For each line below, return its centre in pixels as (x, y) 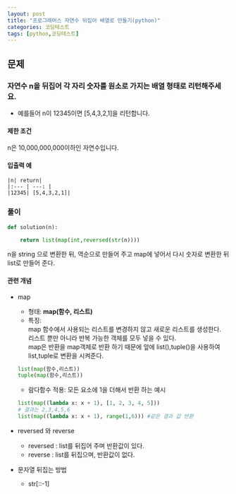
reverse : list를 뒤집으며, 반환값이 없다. (81, 454)
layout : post (26, 14)
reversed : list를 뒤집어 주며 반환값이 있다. (86, 445)
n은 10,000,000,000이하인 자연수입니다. (63, 148)
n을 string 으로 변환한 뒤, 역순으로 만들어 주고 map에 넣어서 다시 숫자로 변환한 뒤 (118, 254)
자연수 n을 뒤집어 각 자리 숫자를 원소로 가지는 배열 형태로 (97, 86)
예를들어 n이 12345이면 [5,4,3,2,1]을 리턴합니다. (83, 113)
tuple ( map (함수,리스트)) (50, 375)
